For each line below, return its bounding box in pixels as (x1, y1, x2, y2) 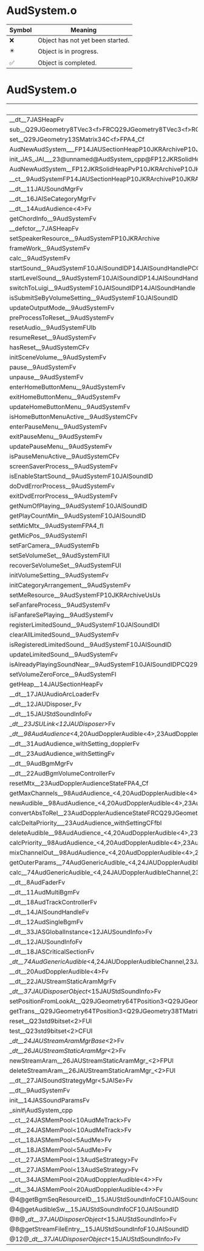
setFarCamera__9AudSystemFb (9, 541, 100, 549)
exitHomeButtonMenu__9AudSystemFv (9, 393, 121, 401)
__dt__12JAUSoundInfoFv (9, 937, 83, 946)
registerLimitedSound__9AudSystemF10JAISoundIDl (9, 620, 160, 629)
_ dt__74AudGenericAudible (9, 957, 87, 966)
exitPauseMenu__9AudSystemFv (9, 432, 103, 441)
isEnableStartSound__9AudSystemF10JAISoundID (9, 472, 154, 480)
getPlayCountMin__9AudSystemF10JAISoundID (9, 511, 146, 520)
